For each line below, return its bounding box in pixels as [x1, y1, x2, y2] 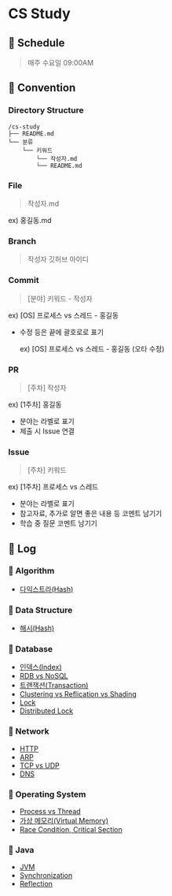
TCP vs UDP [19, 760, 60, 770]
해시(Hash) [19, 623, 55, 633]
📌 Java [8, 844, 35, 855]
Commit [8, 275, 39, 286]
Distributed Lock [19, 706, 74, 716]
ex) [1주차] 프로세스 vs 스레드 [8, 482, 99, 492]
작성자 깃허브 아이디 [27, 255, 89, 264]
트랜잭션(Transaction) [19, 681, 89, 690]
